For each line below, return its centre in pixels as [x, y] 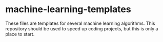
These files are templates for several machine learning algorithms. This [80, 23]
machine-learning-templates [68, 9]
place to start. [20, 34]
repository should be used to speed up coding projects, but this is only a [82, 28]
